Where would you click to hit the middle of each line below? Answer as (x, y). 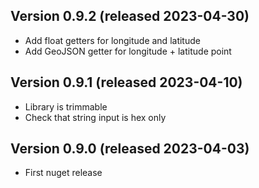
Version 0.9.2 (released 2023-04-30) (130, 16)
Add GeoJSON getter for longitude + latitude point (128, 51)
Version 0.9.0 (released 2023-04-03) (130, 149)
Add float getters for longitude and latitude (112, 40)
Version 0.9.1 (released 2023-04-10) (126, 82)
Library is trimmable (66, 106)
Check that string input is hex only (95, 117)
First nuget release (63, 173)
